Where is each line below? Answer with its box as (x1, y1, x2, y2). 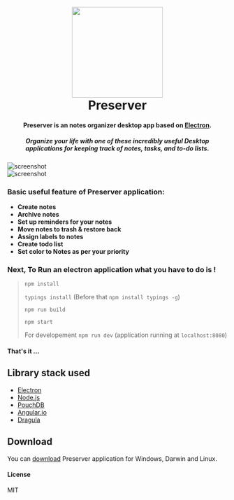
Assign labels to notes (17, 233, 84, 241)
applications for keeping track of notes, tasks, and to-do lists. (25, 144, 210, 152)
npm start (24, 319, 54, 326)
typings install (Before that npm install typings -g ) (24, 293, 180, 301)
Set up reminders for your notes (17, 217, 112, 226)
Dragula (17, 415, 41, 424)
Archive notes (17, 210, 59, 219)
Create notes (17, 203, 57, 211)
